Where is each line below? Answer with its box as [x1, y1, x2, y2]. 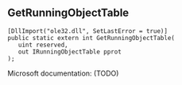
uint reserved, [17, 41, 68, 49]
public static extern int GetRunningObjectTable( [7, 34, 176, 42]
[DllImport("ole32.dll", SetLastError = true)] [7, 27, 168, 35]
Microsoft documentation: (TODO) [7, 68, 119, 78]
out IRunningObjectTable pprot [17, 47, 122, 56]
